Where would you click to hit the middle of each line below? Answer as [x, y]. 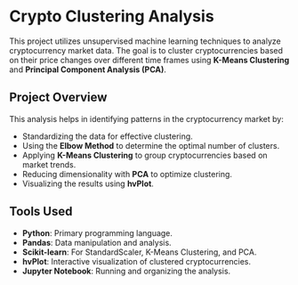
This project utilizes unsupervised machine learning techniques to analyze [145, 41]
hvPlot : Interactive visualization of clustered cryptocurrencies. [137, 261]
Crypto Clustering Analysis [112, 16]
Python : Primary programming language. [97, 232]
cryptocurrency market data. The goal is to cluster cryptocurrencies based [146, 50]
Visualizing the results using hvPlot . [88, 183]
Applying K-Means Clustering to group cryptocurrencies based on [145, 155]
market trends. [49, 164]
